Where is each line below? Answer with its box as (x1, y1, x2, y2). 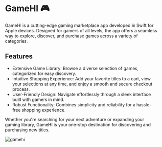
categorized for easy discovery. (12, 71, 77, 76)
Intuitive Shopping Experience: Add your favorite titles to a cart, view (12, 75, 151, 81)
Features (5, 52, 33, 61)
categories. (5, 38, 28, 44)
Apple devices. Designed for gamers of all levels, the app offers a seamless (5, 27, 158, 33)
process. (12, 86, 30, 92)
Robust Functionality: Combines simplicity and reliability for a (12, 101, 136, 107)
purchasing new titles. (5, 127, 50, 133)
